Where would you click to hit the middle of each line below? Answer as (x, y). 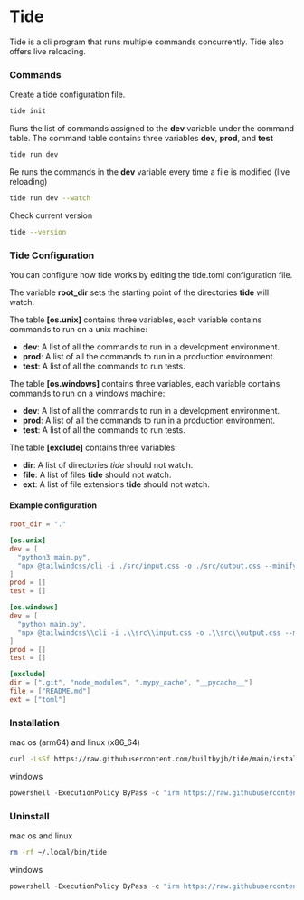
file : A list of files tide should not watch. (97, 475)
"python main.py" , (52, 624)
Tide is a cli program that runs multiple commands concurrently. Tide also (147, 42)
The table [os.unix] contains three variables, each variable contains (136, 320)
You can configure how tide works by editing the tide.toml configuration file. (151, 275)
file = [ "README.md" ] (50, 691)
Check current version (51, 215)
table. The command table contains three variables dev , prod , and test (142, 139)
